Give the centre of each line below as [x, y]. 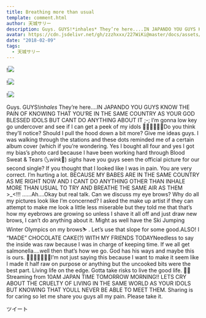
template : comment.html [37, 18]
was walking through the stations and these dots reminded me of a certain [100, 139]
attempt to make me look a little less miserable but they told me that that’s [99, 207]
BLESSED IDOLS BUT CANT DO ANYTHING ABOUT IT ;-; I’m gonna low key [102, 120]
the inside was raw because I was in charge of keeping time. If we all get [98, 244]
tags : [13, 46]
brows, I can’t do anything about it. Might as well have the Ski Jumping [96, 220]
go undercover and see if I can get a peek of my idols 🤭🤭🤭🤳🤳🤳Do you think [101, 127]
